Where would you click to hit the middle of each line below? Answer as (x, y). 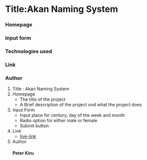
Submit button (34, 126)
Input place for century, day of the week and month (72, 115)
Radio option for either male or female (59, 121)
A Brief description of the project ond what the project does (81, 105)
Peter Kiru (23, 153)
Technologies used (29, 51)
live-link (28, 136)
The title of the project (42, 99)
